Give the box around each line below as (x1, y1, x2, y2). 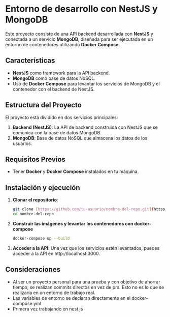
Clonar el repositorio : (12, 197, 58, 203)
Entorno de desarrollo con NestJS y (5, 3, 158, 15)
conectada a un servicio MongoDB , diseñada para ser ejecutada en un (5, 36, 153, 42)
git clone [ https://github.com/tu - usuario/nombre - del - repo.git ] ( (12, 207, 154, 212)
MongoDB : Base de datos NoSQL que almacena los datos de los (12, 135, 148, 141)
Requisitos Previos (5, 155, 66, 163)
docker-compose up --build (12, 236, 70, 241)
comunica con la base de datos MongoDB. (12, 129, 102, 135)
